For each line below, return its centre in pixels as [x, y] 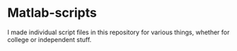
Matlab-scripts [52, 13]
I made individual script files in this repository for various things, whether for [118, 32]
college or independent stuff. [50, 39]
